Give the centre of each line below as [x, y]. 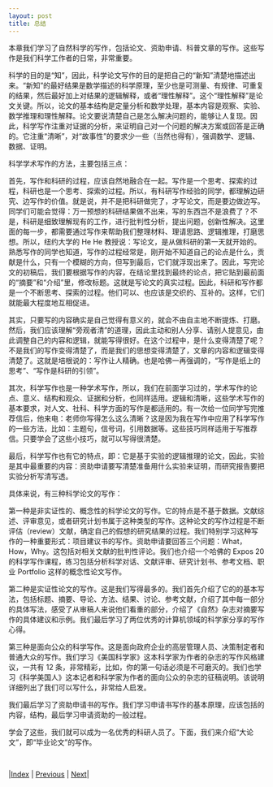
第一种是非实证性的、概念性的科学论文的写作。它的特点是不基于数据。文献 [133, 510]
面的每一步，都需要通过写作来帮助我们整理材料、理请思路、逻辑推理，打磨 [133, 231]
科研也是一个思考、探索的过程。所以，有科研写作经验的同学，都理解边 [140, 191]
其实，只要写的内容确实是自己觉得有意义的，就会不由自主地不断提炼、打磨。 [136, 320]
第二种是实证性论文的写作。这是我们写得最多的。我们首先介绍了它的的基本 [133, 589]
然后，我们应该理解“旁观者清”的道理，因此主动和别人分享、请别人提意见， [133, 330]
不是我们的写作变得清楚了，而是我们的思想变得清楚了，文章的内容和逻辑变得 [136, 350]
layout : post [30, 16]
